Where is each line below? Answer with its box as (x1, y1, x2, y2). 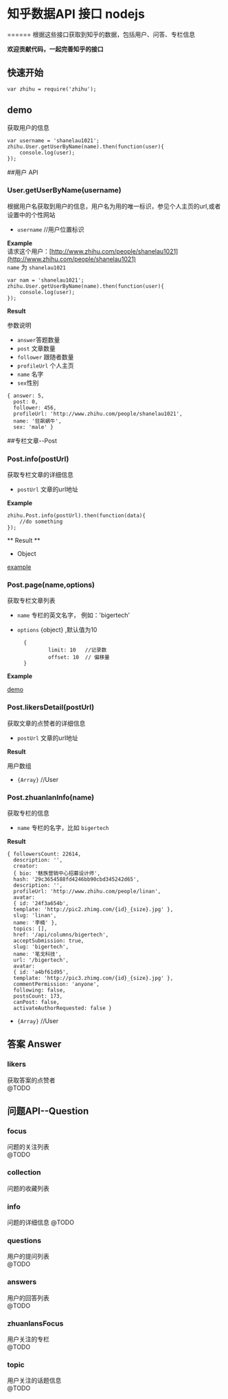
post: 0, (13, 398, 38, 405)
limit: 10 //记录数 (47, 647, 107, 653)
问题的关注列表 (7, 1143, 49, 1151)
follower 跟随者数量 (16, 352, 74, 361)
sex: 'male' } (13, 423, 54, 430)
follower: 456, (13, 404, 57, 411)
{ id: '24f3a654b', (13, 900, 69, 907)
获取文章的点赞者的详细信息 (7, 719, 86, 727)
